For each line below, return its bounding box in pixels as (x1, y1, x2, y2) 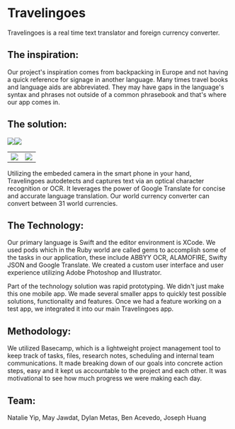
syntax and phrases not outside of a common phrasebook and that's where (7, 90, 227, 98)
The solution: (7, 118, 67, 130)
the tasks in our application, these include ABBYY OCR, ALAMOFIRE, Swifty (7, 253, 228, 262)
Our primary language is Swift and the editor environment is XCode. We (7, 239, 216, 247)
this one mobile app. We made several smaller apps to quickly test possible (7, 290, 227, 298)
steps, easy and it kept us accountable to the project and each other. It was (7, 367, 227, 375)
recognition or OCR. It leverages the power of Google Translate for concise (7, 184, 226, 193)
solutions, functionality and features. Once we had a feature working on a (7, 297, 222, 306)
